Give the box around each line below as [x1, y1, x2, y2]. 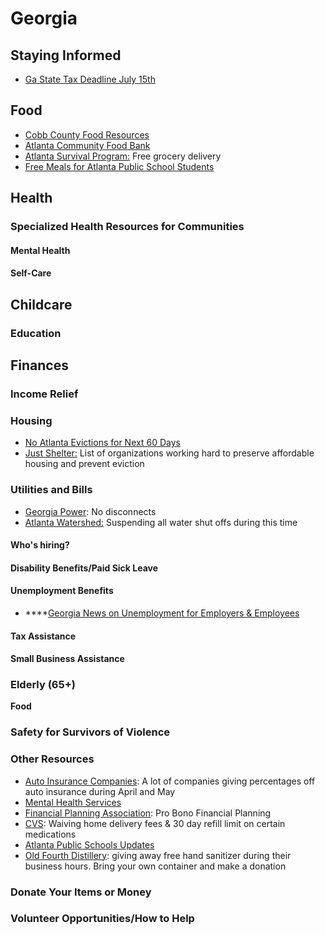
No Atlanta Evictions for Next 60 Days [24, 437, 181, 449]
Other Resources [10, 752, 95, 766]
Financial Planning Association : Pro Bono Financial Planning [24, 807, 272, 819]
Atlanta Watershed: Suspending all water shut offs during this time [24, 516, 298, 528]
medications [24, 828, 77, 840]
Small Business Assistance [10, 653, 125, 665]
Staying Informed [10, 47, 122, 64]
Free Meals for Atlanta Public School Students [24, 160, 215, 172]
